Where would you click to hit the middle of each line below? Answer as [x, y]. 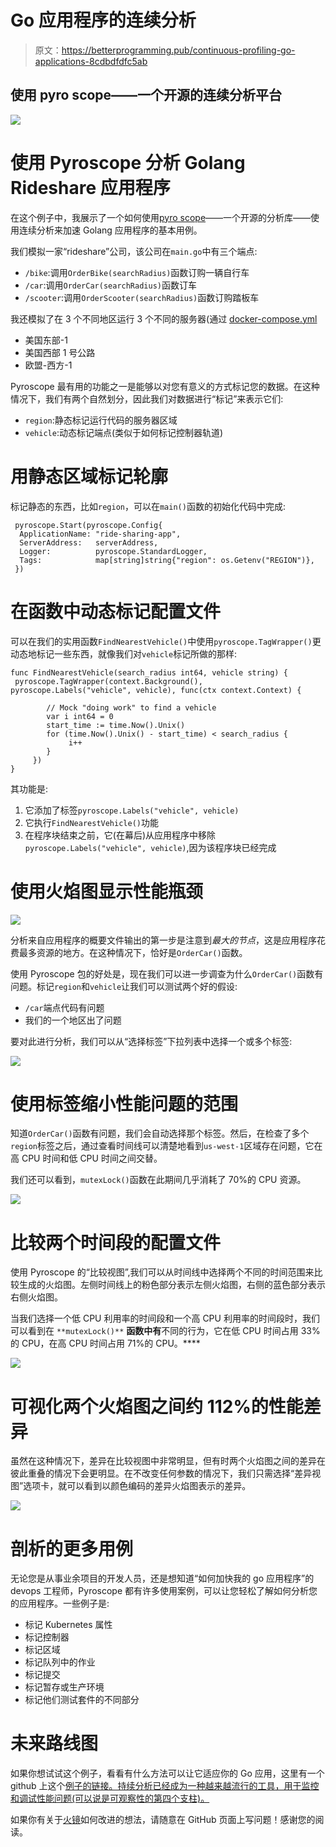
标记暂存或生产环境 [64, 1687]
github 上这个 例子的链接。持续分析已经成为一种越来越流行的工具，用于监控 [165, 1786]
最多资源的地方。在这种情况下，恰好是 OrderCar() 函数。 [133, 952]
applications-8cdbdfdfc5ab [91, 61]
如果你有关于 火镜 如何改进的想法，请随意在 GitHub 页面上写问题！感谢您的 [163, 1820]
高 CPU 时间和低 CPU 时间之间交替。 [86, 1158]
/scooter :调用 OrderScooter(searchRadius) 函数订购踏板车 [142, 297]
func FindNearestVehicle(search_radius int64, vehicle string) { [149, 672]
